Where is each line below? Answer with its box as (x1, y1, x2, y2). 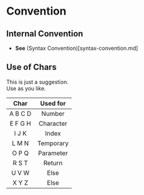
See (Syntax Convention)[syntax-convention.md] (15, 44, 139, 52)
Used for (40, 99, 66, 108)
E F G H (9, 119, 32, 128)
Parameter (38, 149, 68, 157)
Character (38, 119, 68, 128)
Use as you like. (6, 84, 46, 92)
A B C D (9, 109, 32, 118)
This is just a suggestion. (6, 78, 69, 86)
